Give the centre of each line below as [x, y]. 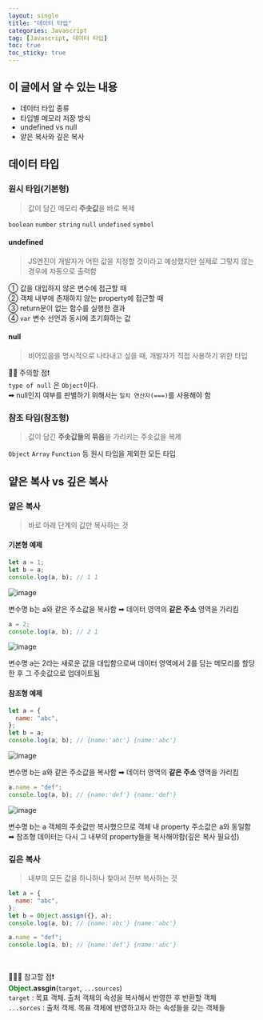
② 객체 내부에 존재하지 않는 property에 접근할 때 [86, 298]
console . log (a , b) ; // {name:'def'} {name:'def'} [93, 794]
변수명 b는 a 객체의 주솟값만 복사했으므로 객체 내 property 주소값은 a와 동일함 [130, 826]
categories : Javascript [48, 30]
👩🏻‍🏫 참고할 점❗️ [31, 977]
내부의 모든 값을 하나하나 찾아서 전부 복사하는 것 [102, 878]
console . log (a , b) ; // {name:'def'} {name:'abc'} [93, 945]
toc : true [25, 46]
